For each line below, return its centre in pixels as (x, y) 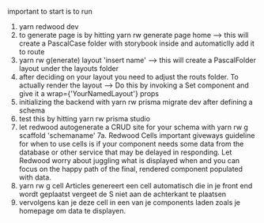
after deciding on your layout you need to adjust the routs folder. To (128, 77)
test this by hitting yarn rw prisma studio (85, 119)
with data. (35, 177)
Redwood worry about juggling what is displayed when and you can (129, 160)
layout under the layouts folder (69, 69)
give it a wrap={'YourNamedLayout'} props (89, 93)
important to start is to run (50, 11)
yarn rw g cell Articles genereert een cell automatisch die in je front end (136, 186)
